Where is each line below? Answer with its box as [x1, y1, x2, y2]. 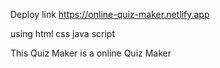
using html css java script [10, 28, 116, 39]
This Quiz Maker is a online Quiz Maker [10, 47, 172, 59]
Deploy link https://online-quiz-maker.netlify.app [10, 9, 210, 20]
